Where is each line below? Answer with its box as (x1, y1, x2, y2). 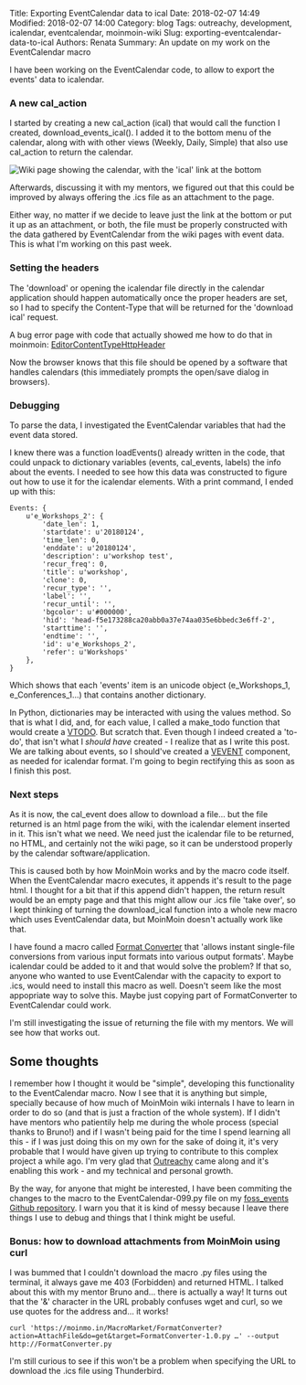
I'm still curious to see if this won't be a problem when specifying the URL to (9, 1356, 297, 1367)
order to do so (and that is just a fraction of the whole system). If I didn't (9, 1107, 280, 1118)
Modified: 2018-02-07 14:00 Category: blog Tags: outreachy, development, (9, 17, 292, 28)
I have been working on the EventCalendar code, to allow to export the (9, 64, 275, 75)
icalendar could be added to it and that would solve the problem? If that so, (9, 961, 292, 972)
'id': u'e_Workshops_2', (42, 639, 137, 648)
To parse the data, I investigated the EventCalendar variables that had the (9, 420, 286, 431)
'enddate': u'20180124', (42, 543, 137, 552)
